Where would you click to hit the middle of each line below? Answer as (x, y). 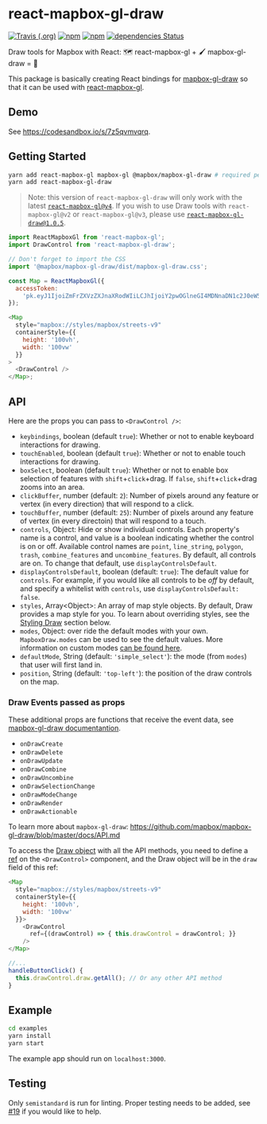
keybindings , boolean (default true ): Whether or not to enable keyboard (137, 436)
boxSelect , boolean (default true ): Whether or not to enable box (124, 470)
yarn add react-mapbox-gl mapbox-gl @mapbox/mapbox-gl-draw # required (129, 175)
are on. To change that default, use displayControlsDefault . (118, 563)
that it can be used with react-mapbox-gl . (76, 87)
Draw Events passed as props (67, 702)
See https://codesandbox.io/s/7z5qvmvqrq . (79, 131)
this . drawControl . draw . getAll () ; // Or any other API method (119, 978)
